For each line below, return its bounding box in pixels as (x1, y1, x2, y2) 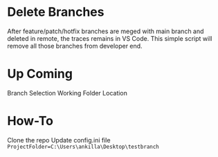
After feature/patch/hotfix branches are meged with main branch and (7, 27, 204, 35)
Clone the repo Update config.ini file (7, 136, 111, 144)
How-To (7, 113, 54, 129)
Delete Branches (7, 4, 105, 20)
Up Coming (7, 66, 73, 82)
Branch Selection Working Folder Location (7, 89, 128, 97)
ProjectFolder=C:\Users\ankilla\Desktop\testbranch (7, 143, 159, 150)
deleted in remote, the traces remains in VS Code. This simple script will (7, 34, 212, 42)
